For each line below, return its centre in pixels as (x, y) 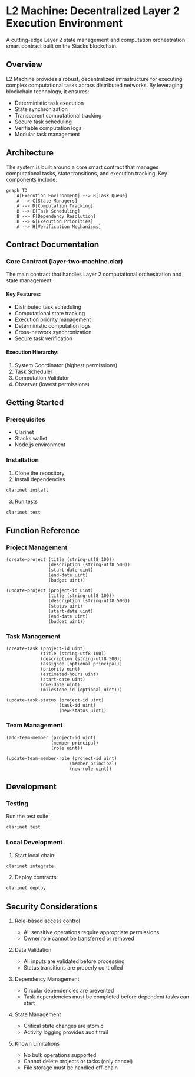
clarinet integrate (30, 866)
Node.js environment (40, 445)
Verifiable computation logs (48, 128)
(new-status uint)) (83, 711)
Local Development (34, 843)
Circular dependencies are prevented (69, 991)
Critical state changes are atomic (64, 1026)
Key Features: (24, 294)
